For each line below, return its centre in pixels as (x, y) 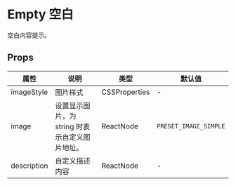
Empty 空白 (40, 14)
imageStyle (29, 92)
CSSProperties (126, 92)
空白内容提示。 (29, 35)
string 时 (69, 126)
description (29, 166)
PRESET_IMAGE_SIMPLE (191, 126)
